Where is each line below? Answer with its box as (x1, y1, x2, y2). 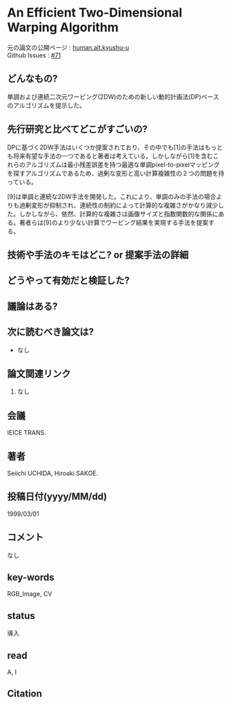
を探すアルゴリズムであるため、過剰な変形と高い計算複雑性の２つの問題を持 (7, 169, 225, 177)
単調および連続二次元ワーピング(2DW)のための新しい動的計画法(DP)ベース (7, 92, 219, 101)
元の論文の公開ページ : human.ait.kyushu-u (7, 43, 130, 51)
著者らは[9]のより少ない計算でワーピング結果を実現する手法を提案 (19, 218, 209, 226)
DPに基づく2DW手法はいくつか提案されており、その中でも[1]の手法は (7, 143, 205, 151)
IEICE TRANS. (7, 429, 46, 437)
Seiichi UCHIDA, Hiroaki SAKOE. (7, 469, 99, 477)
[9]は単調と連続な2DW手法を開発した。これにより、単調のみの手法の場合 (7, 192, 217, 201)
